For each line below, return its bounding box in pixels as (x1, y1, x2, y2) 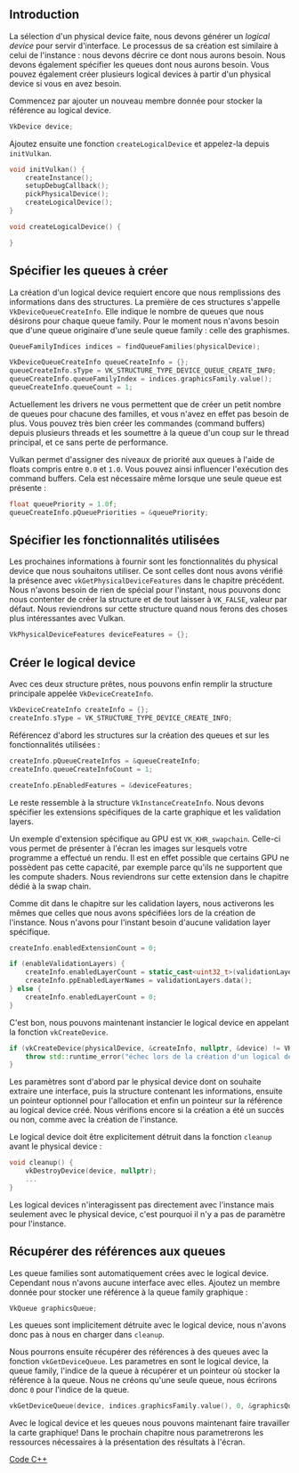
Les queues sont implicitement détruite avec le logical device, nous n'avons (9, 1320, 287, 1330)
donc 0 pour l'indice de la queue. (9, 1385, 130, 1395)
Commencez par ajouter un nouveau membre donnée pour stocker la (9, 95, 263, 106)
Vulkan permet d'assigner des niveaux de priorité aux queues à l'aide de (9, 454, 275, 464)
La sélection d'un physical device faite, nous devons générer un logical (9, 30, 271, 41)
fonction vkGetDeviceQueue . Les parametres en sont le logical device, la (9, 1356, 269, 1367)
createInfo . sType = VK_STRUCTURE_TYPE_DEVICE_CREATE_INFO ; (9, 714, 233, 723)
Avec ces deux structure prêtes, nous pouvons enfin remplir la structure (9, 679, 273, 690)
